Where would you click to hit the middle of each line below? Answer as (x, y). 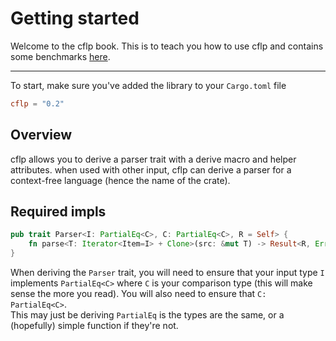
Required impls (58, 212)
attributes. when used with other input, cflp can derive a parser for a (151, 169)
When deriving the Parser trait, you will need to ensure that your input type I (167, 273)
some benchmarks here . (60, 56)
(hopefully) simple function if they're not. (94, 326)
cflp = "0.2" (37, 103)
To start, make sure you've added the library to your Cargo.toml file (148, 85)
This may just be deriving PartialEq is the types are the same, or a (147, 315)
